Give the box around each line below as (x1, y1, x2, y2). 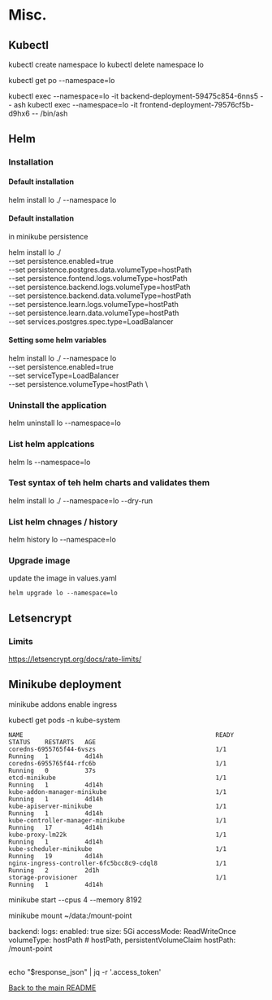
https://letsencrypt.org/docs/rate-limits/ (8, 654, 142, 664)
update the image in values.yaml (8, 573, 117, 583)
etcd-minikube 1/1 (8, 774, 227, 782)
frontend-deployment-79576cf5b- (139, 100, 254, 109)
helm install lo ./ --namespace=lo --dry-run (8, 495, 153, 506)
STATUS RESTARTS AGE (8, 738, 96, 746)
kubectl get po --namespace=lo (8, 76, 115, 85)
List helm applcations (8, 438, 95, 450)
